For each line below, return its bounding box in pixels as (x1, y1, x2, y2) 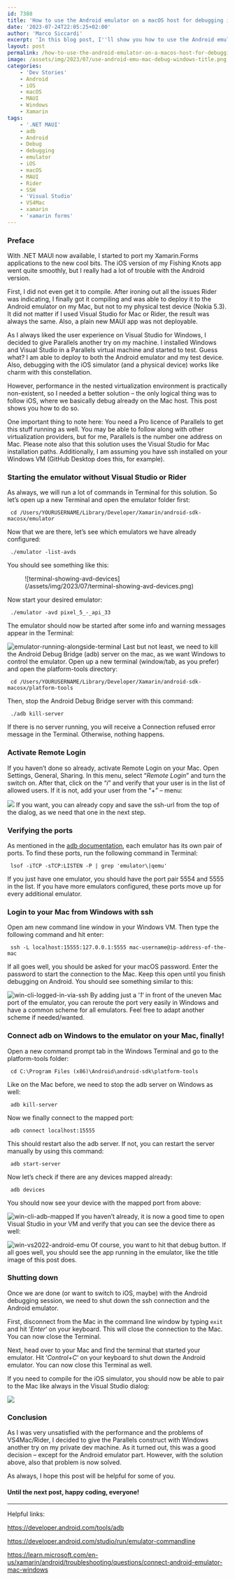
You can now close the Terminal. (7, 1332, 101, 1340)
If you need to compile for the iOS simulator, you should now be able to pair (7, 1374, 225, 1382)
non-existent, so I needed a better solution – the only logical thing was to (7, 389, 217, 398)
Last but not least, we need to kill (122, 642, 218, 651)
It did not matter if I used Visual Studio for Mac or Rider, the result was (7, 310, 210, 318)
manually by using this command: (7, 1147, 104, 1155)
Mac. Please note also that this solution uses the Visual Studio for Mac (7, 440, 210, 449)
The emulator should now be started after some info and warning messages (7, 621, 226, 630)
